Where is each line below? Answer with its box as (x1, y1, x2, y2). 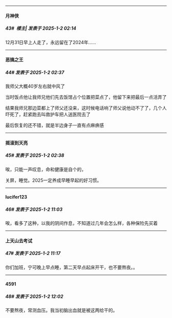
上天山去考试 (5, 238, 32, 244)
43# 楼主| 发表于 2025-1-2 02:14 (5, 25, 77, 31)
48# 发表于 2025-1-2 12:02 (5, 293, 63, 300)
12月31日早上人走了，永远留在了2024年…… (5, 39, 96, 45)
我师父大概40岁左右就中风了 (5, 83, 65, 90)
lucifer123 (5, 194, 27, 200)
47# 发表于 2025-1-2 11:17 (5, 250, 61, 257)
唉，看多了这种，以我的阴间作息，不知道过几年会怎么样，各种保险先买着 (5, 220, 158, 226)
